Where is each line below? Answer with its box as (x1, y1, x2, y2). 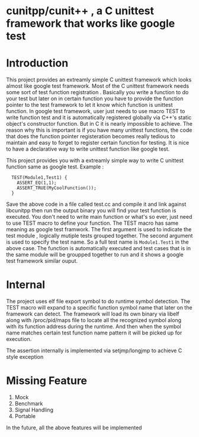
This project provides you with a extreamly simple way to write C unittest (6, 157, 184, 164)
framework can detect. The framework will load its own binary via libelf (6, 310, 179, 318)
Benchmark (14, 400, 43, 407)
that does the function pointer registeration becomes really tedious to (6, 133, 176, 140)
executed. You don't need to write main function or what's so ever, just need (6, 213, 192, 221)
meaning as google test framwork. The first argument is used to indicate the (6, 226, 192, 233)
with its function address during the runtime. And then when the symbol (6, 323, 182, 330)
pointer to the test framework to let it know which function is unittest (6, 101, 173, 109)
